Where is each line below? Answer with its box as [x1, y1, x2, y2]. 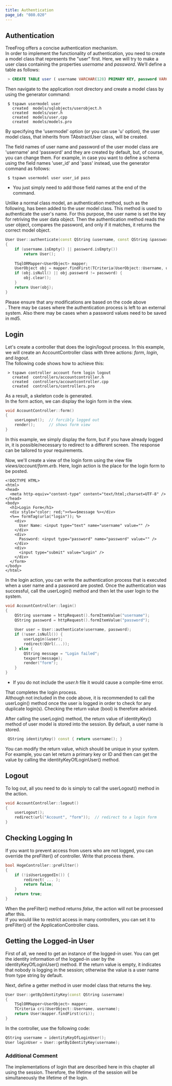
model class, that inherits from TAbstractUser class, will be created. [5, 134, 148, 140]
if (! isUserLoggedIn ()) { [14, 872, 70, 878]
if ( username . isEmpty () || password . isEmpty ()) [14, 246, 118, 252]
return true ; [14, 891, 42, 897]
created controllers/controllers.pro [12, 384, 95, 389]
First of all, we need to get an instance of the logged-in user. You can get [5, 950, 160, 957]
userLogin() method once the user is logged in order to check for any [5, 700, 152, 706]
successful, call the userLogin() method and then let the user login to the [5, 587, 159, 594]
